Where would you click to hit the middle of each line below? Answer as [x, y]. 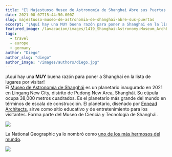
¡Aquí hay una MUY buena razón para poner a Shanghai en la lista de [78, 76]
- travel [19, 39]
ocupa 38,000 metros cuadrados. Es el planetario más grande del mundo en [86, 98]
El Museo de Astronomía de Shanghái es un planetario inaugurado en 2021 [84, 88]
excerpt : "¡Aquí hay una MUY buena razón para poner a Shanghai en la [82, 24]
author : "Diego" [23, 53]
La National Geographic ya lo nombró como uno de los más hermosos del [83, 134]
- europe [19, 43]
